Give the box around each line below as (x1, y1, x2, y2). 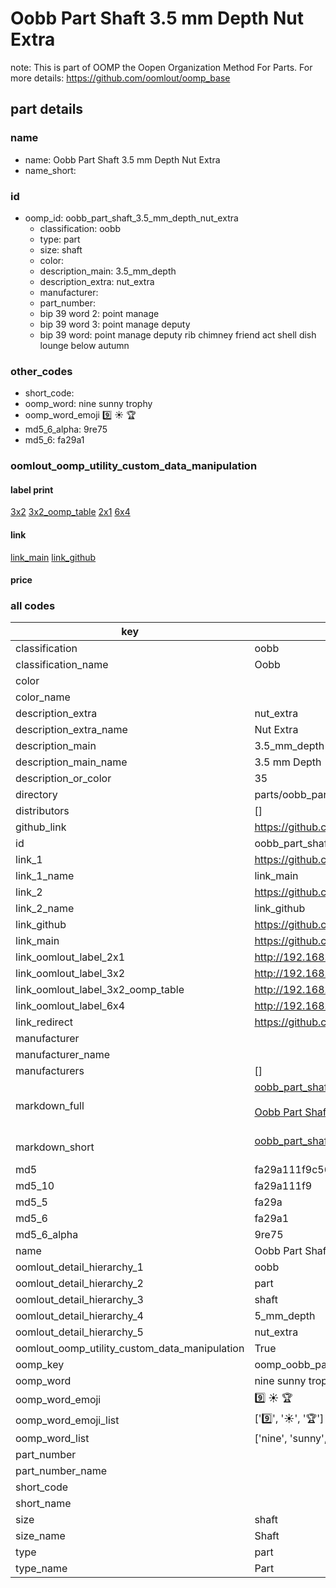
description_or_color (15, 772, 112, 786)
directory (15, 788, 58, 802)
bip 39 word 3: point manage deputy (39, 318, 191, 330)
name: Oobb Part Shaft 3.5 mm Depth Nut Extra (24, 153, 221, 166)
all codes (10, 599, 56, 613)
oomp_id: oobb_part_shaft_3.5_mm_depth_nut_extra (24, 212, 239, 224)
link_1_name (15, 869, 75, 883)
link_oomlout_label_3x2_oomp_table (15, 983, 185, 997)
